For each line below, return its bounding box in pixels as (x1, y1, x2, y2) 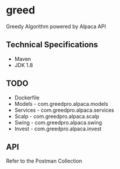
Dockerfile (14, 94, 40, 101)
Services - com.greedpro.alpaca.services (14, 106, 115, 113)
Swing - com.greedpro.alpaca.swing (14, 119, 102, 126)
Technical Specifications (6, 40, 98, 50)
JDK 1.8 (14, 61, 33, 68)
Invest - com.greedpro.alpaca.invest (14, 125, 102, 132)
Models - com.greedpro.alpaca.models (14, 100, 108, 107)
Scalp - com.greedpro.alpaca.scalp (14, 112, 100, 120)
